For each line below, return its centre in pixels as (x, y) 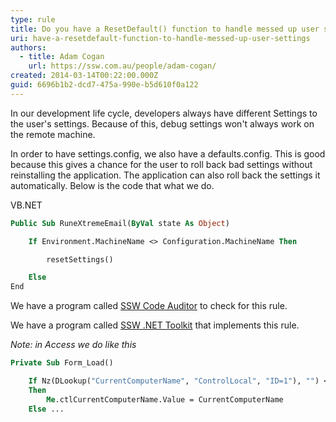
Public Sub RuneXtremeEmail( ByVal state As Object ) (120, 223)
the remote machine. (53, 134)
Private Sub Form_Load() (62, 363)
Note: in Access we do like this (73, 345)
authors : (28, 47)
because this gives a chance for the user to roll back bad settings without (161, 164)
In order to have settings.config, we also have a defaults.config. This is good (168, 153)
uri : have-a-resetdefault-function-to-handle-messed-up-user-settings (160, 38)
